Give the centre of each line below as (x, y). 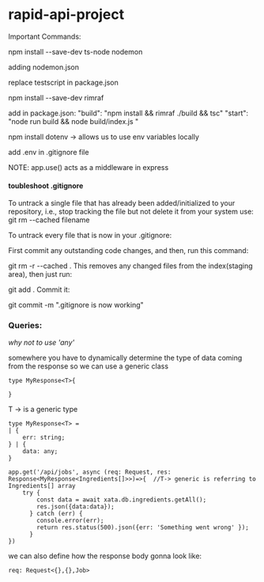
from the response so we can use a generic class (88, 366)
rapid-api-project (66, 15)
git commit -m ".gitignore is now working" (76, 305)
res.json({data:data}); (75, 507)
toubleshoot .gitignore (46, 185)
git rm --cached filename (49, 220)
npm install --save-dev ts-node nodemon (75, 51)
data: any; (40, 452)
